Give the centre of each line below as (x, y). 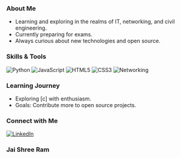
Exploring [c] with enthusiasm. (53, 99)
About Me (21, 8)
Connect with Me (32, 120)
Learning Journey (33, 85)
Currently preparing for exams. (54, 35)
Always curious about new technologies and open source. (88, 41)
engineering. (31, 28)
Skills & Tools (26, 57)
